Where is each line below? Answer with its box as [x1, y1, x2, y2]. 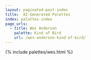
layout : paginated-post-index [5, 7, 68, 12]
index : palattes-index [5, 16, 52, 21]
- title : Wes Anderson [9, 26, 57, 31]
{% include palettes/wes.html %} [5, 48, 73, 55]
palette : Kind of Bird [14, 30, 61, 35]
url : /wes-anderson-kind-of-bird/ [14, 35, 86, 40]
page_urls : [5, 21, 28, 26]
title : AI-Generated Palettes [5, 12, 70, 17]
